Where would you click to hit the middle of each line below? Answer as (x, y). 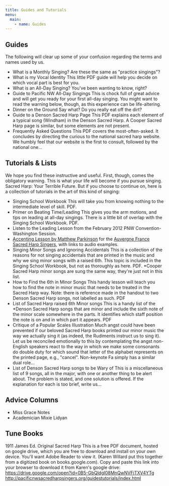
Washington (25, 233)
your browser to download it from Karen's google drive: (63, 467)
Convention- (148, 228)
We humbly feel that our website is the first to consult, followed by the (85, 142)
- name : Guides (30, 24)
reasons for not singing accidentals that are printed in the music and (83, 255)
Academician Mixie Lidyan (40, 418)
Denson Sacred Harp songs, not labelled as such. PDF (69, 298)
